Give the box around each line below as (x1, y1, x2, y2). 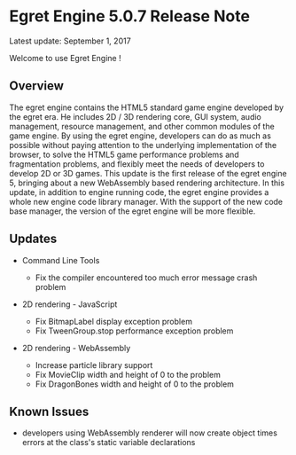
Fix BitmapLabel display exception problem (35, 316, 193, 326)
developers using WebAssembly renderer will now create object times (21, 428, 277, 438)
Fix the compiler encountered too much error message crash (35, 272, 258, 283)
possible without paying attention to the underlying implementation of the (9, 139, 277, 150)
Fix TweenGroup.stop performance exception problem (35, 326, 234, 336)
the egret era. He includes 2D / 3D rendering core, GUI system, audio (9, 111, 261, 122)
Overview (9, 78, 65, 94)
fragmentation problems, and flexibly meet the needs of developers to (9, 158, 265, 169)
